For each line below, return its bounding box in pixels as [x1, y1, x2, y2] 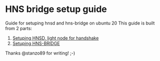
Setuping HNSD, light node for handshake [12, 35, 99, 41]
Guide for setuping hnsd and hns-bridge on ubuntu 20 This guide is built [5, 20, 155, 26]
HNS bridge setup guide [5, 3, 107, 15]
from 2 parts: [5, 25, 33, 31]
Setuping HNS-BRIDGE [12, 40, 60, 46]
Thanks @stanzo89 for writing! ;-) [5, 50, 75, 56]
